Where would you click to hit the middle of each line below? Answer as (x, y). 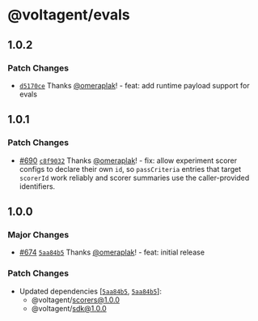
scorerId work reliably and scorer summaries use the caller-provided (134, 178)
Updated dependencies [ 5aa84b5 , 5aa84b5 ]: (91, 291)
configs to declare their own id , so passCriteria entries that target (130, 169)
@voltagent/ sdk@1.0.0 (69, 308)
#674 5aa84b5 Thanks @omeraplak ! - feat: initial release (112, 252)
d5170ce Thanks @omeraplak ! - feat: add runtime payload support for (134, 85)
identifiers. (37, 186)
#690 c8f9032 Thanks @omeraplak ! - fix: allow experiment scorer (128, 160)
